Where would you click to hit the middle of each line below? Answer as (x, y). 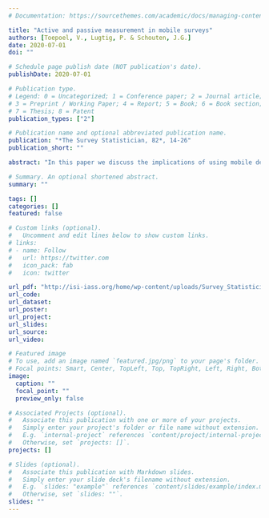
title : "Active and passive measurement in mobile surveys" (111, 30)
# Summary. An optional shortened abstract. (84, 177)
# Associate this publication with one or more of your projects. (125, 420)
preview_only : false (50, 398)
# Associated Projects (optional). (68, 413)
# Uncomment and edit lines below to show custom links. (109, 236)
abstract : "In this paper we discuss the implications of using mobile (130, 163)
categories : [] (34, 206)
